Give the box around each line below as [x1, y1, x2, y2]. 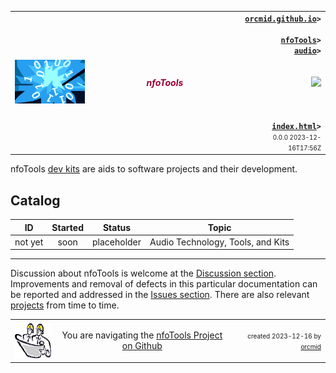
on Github [121, 340, 163, 352]
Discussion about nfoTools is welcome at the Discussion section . [10, 267, 277, 280]
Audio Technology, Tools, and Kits [149, 236, 290, 248]
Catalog [10, 192, 61, 209]
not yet [14, 236, 44, 248]
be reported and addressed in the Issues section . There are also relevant [10, 289, 310, 301]
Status [102, 221, 132, 233]
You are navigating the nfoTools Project [61, 329, 223, 341]
